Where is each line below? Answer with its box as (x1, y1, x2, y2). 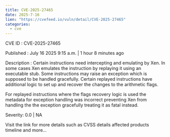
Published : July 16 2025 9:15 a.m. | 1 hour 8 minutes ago (5, 50, 124, 56)
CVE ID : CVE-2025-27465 (5, 40, 61, 46)
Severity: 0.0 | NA (5, 112, 42, 118)
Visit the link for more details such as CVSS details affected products (5, 122, 149, 128)
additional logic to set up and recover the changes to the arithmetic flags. (5, 82, 158, 88)
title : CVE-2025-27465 (5, 7, 53, 13)
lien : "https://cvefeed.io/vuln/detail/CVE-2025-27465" (5, 17, 126, 22)
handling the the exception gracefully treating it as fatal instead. (5, 102, 139, 108)
